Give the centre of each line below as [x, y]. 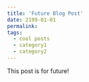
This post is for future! [38, 71]
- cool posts [32, 39]
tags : [15, 32]
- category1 [30, 45]
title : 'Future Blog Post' [45, 13]
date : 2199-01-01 [32, 20]
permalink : [22, 26]
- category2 [30, 52]
